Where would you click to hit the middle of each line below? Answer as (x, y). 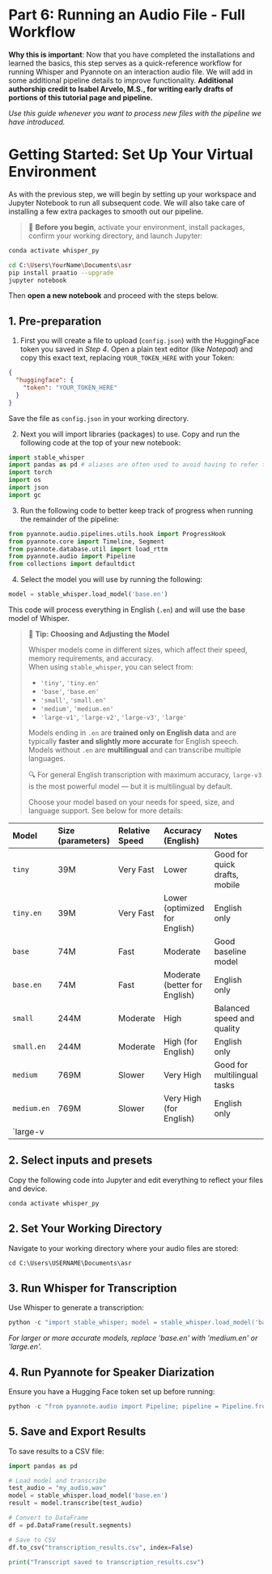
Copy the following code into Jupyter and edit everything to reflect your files (136, 1180)
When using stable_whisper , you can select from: (111, 667)
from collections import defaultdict (72, 564)
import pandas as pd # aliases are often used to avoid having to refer (134, 465)
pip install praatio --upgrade (61, 273)
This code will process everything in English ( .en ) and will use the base (127, 610)
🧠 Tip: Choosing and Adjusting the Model (99, 634)
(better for (183, 985)
